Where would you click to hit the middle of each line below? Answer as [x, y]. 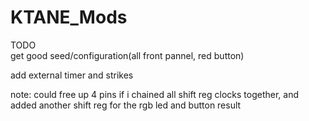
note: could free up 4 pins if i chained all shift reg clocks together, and [154, 94]
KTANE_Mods [69, 17]
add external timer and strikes [72, 75]
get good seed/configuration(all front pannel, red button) [127, 55]
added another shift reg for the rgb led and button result [126, 105]
